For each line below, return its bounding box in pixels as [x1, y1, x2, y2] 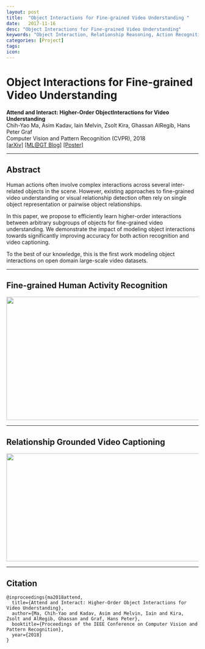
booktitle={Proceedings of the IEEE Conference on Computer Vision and [12, 621, 198, 627]
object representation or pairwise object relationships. [6, 200, 142, 208]
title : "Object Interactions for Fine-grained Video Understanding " [6, 15, 190, 21]
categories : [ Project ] [6, 37, 64, 44]
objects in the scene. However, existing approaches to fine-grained [25, 188, 194, 195]
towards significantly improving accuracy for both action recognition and [6, 232, 189, 239]
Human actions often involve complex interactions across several [6, 181, 170, 188]
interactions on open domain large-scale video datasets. [6, 257, 148, 264]
